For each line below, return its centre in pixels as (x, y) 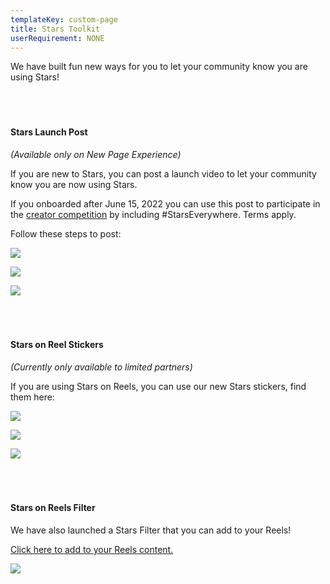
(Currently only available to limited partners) (101, 367)
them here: (32, 397)
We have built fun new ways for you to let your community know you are (159, 67)
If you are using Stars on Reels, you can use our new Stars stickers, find (158, 386)
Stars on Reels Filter (53, 508)
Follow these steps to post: (66, 233)
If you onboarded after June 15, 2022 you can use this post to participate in (165, 203)
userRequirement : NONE (57, 38)
